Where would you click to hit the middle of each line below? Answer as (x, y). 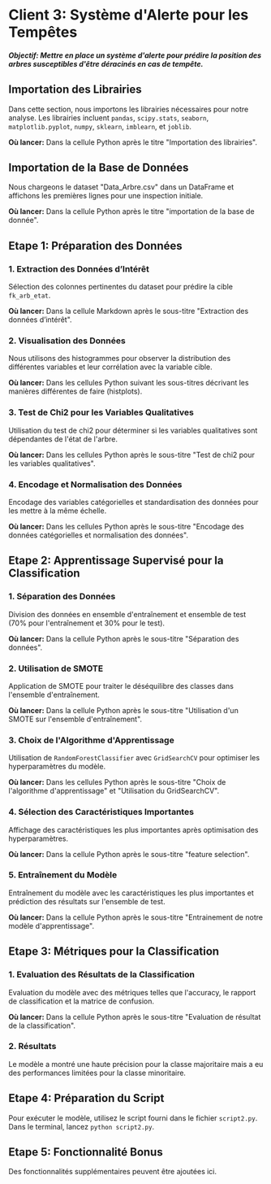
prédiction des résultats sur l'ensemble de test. (87, 901)
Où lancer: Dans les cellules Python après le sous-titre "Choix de (117, 782)
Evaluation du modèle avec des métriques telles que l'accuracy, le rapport (132, 992)
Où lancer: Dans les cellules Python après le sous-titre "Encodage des (127, 526)
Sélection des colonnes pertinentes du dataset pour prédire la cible (121, 287)
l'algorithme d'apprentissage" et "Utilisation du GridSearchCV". (114, 791)
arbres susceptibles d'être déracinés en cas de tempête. (106, 63)
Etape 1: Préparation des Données (95, 246)
